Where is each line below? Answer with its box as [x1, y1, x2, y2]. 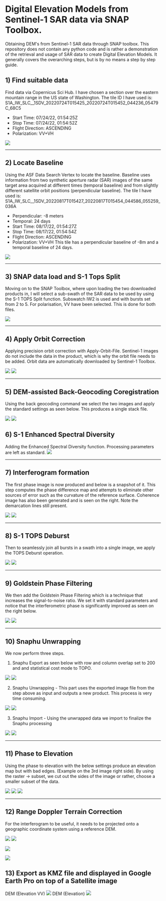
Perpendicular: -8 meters [12, 213, 64, 218]
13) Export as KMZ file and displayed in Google [5, 869, 152, 878]
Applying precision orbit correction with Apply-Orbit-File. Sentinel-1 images [5, 348, 159, 354]
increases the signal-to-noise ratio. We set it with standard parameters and [5, 598, 158, 603]
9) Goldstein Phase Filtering [5, 579, 93, 588]
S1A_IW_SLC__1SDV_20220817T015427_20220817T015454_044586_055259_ [5, 198, 161, 204]
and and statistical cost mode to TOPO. [12, 665, 92, 671]
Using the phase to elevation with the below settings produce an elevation [5, 763, 156, 769]
